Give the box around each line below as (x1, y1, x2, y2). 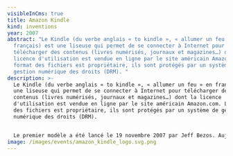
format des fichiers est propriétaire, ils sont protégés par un (13, 62, 207, 69)
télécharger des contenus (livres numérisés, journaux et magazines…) (13, 49, 222, 56)
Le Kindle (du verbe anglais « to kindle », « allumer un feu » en (13, 81, 213, 88)
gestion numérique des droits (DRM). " (13, 68, 129, 75)
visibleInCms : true (7, 10, 64, 17)
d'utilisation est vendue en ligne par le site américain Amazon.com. (13, 101, 222, 107)
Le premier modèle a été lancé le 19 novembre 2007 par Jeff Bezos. (13, 132, 216, 139)
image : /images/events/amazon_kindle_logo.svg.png (7, 138, 157, 146)
